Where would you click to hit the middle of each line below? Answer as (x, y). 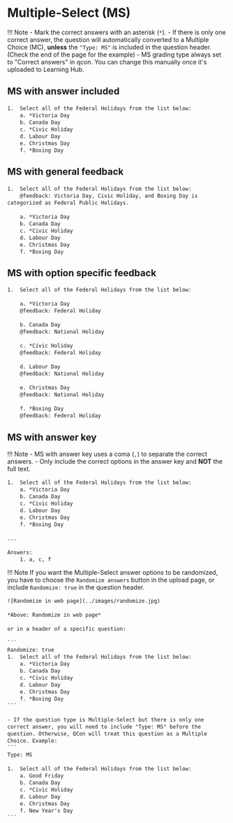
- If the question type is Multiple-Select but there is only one (106, 720)
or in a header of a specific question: (67, 629)
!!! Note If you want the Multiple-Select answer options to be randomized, (113, 573)
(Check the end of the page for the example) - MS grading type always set (114, 55)
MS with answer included (63, 91)
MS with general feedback (66, 172)
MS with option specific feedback (82, 273)
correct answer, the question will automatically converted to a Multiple (108, 39)
